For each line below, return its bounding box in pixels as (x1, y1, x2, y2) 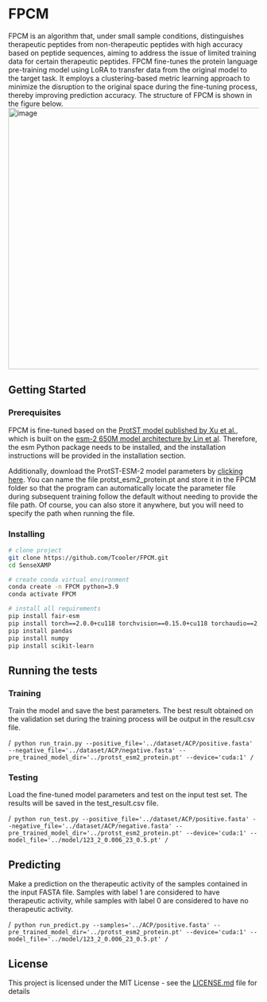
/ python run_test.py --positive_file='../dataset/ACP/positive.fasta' (8, 814, 250, 824)
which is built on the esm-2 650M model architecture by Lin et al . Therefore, (8, 433, 258, 443)
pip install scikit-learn (8, 642, 94, 650)
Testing (8, 772, 38, 783)
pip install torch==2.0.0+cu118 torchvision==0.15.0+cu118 (8, 619, 208, 628)
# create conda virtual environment (8, 575, 130, 584)
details (8, 987, 30, 996)
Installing (8, 528, 45, 539)
